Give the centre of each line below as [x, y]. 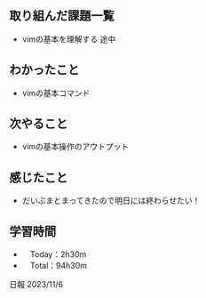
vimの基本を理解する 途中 [69, 39]
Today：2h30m [58, 254]
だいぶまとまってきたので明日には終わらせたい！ [111, 201]
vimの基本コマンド [56, 93]
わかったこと [44, 70]
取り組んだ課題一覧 [62, 16]
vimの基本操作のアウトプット [75, 147]
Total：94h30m [58, 266]
